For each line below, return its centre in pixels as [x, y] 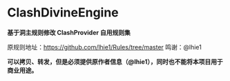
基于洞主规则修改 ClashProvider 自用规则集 [69, 32]
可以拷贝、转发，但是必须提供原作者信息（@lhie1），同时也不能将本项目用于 [115, 61]
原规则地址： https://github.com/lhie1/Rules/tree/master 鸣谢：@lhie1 [104, 47]
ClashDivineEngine [63, 13]
